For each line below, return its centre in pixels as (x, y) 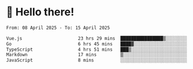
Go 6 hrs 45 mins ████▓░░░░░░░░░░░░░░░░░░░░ (96, 44)
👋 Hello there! (40, 12)
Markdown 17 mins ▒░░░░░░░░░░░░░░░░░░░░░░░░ (96, 55)
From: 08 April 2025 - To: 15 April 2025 (58, 28)
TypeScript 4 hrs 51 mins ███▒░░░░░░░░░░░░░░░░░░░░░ (96, 50)
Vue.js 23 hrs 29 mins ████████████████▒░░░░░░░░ (96, 38)
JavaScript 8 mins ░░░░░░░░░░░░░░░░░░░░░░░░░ (96, 60)
